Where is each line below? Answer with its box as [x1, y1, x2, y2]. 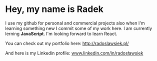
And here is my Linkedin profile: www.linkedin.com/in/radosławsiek [5, 50, 143, 56]
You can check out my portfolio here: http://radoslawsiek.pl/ [5, 40, 129, 46]
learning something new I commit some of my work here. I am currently [5, 25, 152, 31]
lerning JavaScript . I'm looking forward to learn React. [5, 30, 117, 36]
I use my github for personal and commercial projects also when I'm [5, 20, 145, 26]
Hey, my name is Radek [5, 3, 104, 15]
